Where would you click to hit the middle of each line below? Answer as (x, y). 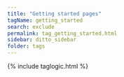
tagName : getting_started (45, 20)
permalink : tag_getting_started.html (62, 33)
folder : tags (26, 46)
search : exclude (31, 27)
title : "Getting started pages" (54, 14)
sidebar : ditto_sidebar (42, 40)
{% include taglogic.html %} (48, 66)
